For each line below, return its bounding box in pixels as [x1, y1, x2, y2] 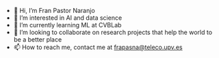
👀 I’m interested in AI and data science [13, 14, 123, 22]
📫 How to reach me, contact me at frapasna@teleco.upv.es [13, 43, 183, 51]
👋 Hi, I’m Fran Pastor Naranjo [13, 7, 96, 14]
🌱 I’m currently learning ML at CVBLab [13, 21, 122, 29]
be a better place [13, 35, 62, 44]
